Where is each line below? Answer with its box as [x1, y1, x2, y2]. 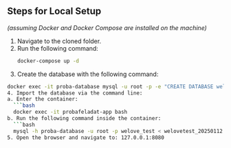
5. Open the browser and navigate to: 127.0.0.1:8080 [7, 134, 165, 141]
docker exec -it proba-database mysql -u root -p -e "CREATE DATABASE [7, 83, 214, 90]
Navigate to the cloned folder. [16, 37, 102, 45]
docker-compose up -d [16, 58, 79, 64]
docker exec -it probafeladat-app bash [13, 109, 128, 116]
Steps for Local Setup [7, 5, 102, 17]
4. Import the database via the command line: [7, 89, 143, 97]
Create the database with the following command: [16, 70, 159, 78]
